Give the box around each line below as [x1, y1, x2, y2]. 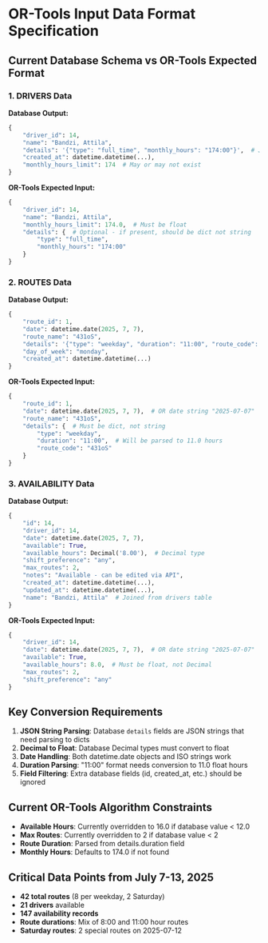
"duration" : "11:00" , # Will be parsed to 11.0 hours [37, 437, 223, 445]
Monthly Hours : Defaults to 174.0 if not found [19, 847, 170, 857]
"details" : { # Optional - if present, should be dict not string [22, 228, 251, 236]
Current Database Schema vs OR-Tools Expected [8, 54, 258, 67]
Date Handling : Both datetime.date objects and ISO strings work [19, 752, 231, 761]
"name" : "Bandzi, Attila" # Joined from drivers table [22, 593, 213, 601]
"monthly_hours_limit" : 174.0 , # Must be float [22, 221, 187, 229]
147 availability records [19, 909, 99, 918]
